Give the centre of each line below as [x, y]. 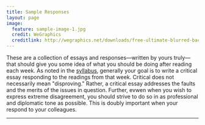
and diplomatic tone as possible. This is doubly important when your [92, 103]
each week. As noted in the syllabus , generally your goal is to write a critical [102, 70]
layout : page [23, 18]
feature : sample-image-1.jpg [49, 29]
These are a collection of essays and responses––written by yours [89, 58]
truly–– [182, 58]
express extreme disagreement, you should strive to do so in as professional [102, 96]
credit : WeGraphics [37, 35]
